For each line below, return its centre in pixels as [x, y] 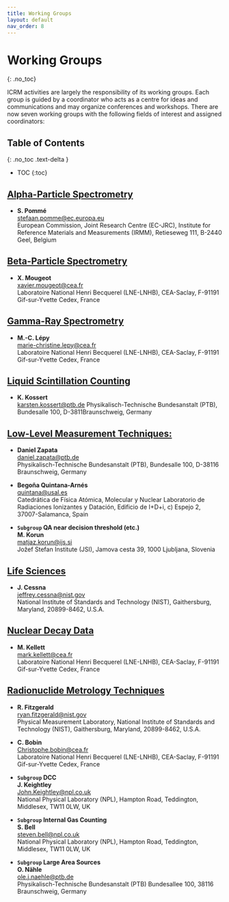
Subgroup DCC [37, 777]
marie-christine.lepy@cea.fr [57, 345]
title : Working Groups [39, 13]
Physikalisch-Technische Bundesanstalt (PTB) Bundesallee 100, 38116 [115, 884]
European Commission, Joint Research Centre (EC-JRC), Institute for [114, 225]
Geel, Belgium [37, 240]
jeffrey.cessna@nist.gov [51, 594]
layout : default [30, 20]
